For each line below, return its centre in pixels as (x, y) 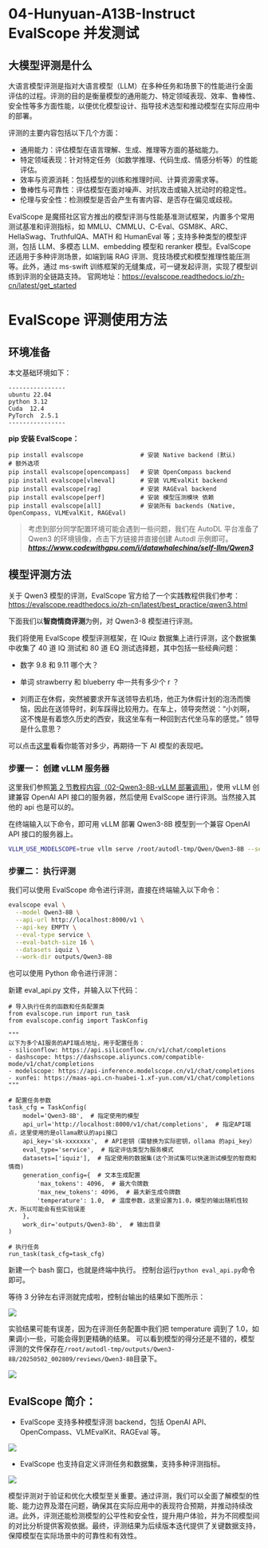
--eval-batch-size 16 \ (55, 942)
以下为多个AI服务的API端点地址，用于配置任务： (77, 1043)
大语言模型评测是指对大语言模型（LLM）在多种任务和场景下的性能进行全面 (131, 86)
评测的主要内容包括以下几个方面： (64, 133)
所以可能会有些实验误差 (53, 1210)
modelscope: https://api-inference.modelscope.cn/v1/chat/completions (135, 1071)
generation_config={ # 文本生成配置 (82, 1175)
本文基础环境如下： (40, 373)
